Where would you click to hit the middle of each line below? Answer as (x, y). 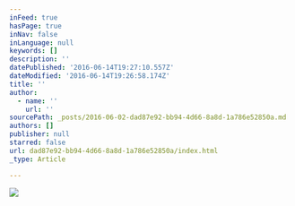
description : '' (39, 59)
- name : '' (38, 101)
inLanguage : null (42, 43)
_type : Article (38, 159)
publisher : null (39, 134)
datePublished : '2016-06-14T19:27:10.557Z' (92, 68)
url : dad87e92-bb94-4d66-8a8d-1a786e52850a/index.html (114, 150)
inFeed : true (34, 17)
